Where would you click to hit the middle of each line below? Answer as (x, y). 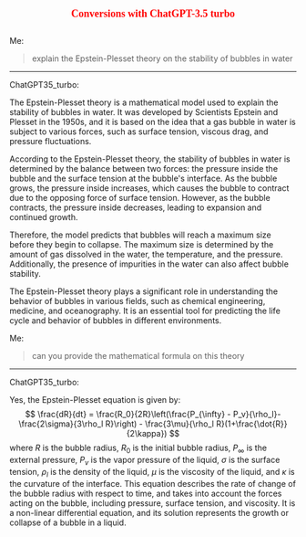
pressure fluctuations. (51, 142)
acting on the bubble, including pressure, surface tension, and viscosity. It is (153, 503)
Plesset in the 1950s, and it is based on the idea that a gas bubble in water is (153, 122)
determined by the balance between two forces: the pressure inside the (144, 169)
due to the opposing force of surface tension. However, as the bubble (140, 198)
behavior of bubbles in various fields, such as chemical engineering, (138, 301)
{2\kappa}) (147, 434)
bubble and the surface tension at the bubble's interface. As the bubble (143, 179)
